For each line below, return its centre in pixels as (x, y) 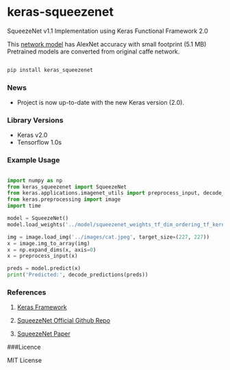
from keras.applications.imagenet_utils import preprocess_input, (104, 193)
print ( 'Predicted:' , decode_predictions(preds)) (78, 275)
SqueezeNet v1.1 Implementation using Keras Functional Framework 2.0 (108, 31)
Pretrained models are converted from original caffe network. (93, 51)
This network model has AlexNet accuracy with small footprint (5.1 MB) (107, 44)
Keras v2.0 (32, 135)
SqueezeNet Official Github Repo (64, 321)
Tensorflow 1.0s (39, 143)
